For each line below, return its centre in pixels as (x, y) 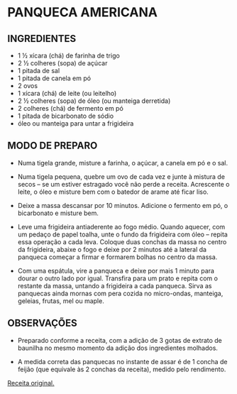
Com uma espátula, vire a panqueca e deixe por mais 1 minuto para (116, 270)
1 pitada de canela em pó (54, 78)
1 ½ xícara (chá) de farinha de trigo (69, 55)
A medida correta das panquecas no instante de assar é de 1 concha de (122, 361)
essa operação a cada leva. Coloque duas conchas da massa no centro (122, 241)
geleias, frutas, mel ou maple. (61, 301)
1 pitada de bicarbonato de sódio (66, 116)
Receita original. (31, 383)
